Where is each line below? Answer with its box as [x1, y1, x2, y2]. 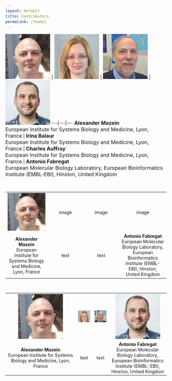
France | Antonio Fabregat [5, 158, 70, 165]
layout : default [5, 8, 40, 13]
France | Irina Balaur [5, 132, 55, 140]
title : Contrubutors [5, 13, 50, 19]
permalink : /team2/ [5, 19, 47, 24]
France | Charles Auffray [5, 145, 66, 153]
